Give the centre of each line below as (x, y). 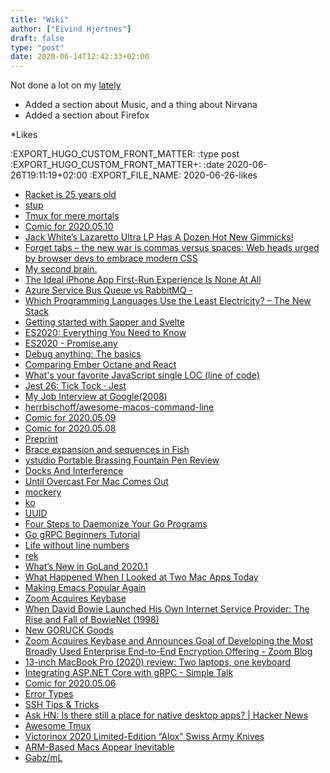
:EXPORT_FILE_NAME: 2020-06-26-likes (173, 175)
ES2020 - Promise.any (71, 343)
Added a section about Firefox (87, 115)
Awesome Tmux (58, 726)
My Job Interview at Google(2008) (96, 397)
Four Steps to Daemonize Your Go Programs (116, 524)
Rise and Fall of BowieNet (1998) (92, 620)
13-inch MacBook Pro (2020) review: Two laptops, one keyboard (158, 662)
